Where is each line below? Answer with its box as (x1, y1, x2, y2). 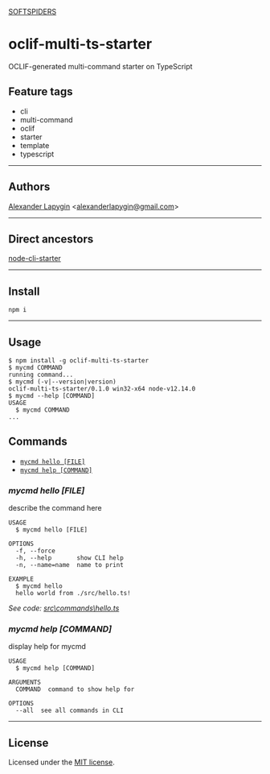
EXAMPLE (8, 575, 35, 583)
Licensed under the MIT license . (8, 757, 115, 768)
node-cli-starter (8, 254, 62, 263)
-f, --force (15, 547, 56, 555)
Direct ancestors (8, 232, 94, 246)
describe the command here (8, 503, 102, 513)
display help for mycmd (8, 642, 86, 652)
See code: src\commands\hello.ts (8, 603, 120, 613)
